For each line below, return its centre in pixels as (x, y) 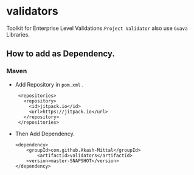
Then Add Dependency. (45, 134)
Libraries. (18, 34)
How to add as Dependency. (61, 54)
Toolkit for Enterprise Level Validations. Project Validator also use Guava (97, 28)
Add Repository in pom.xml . (49, 84)
